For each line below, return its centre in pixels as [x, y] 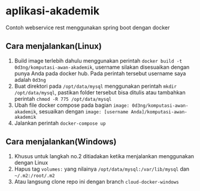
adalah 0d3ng [30, 79]
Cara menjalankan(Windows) [61, 142]
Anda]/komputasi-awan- [159, 112]
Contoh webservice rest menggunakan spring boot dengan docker [88, 27]
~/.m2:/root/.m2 [34, 175]
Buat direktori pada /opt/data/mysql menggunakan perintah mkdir [96, 86]
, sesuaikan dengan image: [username [82, 111]
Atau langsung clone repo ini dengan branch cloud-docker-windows [96, 181]
